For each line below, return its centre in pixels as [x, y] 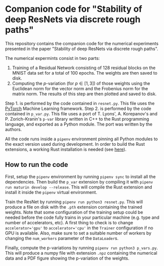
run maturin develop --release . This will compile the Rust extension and [79, 187]
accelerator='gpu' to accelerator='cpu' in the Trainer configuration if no [79, 228]
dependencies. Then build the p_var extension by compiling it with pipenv [79, 182]
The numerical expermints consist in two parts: [53, 58]
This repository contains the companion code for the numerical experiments [82, 43]
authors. [13, 129]
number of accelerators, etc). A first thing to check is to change [69, 222]
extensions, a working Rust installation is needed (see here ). [66, 149]
